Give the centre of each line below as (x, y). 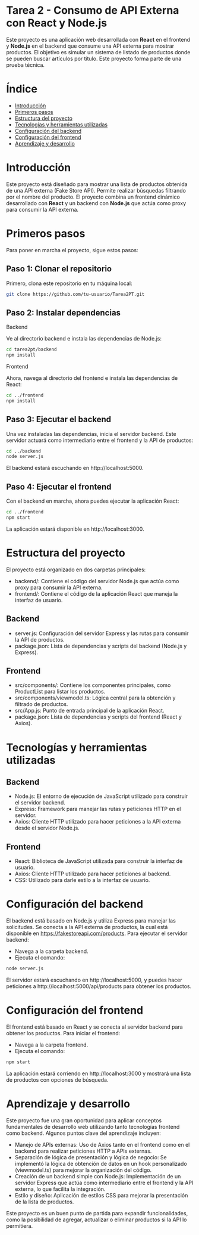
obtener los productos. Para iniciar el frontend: (63, 1033)
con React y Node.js (57, 23)
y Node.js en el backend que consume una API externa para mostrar (90, 46)
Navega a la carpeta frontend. (51, 1045)
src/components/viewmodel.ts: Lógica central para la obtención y (95, 698)
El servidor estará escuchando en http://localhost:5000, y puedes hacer (94, 980)
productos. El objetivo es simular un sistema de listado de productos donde (98, 52)
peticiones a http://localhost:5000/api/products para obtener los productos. (99, 986)
